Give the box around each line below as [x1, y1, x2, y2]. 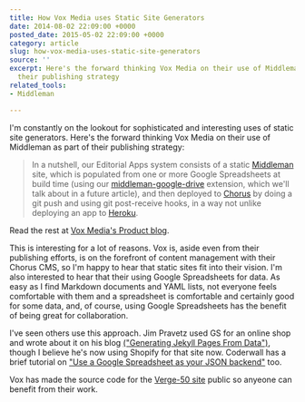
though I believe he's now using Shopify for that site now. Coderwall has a [9, 347, 287, 358]
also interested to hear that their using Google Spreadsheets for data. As [9, 271, 280, 282]
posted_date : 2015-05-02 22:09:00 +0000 [9, 30, 165, 39]
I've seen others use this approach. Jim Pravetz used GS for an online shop [9, 328, 291, 338]
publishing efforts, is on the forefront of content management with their [9, 251, 276, 263]
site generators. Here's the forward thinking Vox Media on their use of [9, 132, 271, 142]
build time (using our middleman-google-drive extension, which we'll [31, 178, 290, 189]
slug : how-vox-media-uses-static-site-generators [9, 47, 202, 56]
